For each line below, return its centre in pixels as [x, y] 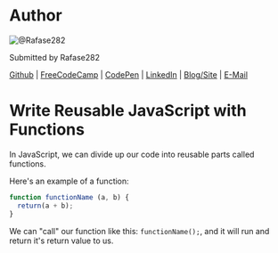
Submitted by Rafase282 [55, 57]
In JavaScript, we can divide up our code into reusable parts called [132, 154]
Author [36, 16]
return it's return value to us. [61, 241]
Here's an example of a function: [69, 181]
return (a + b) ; [45, 206]
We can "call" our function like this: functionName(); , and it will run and [139, 231]
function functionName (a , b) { [69, 197]
